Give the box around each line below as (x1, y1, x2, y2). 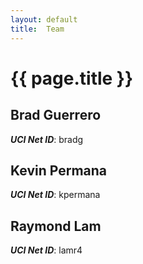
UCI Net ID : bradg (10, 133, 84, 145)
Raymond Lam (10, 217, 102, 235)
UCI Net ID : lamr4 (10, 244, 83, 256)
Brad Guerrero (10, 107, 102, 124)
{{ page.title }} (10, 67, 134, 90)
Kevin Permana (10, 162, 108, 179)
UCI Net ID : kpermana (10, 189, 101, 201)
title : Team (10, 24, 65, 34)
